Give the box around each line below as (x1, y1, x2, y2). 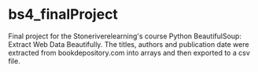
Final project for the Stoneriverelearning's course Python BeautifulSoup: (8, 31, 242, 41)
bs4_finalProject (8, 5, 118, 23)
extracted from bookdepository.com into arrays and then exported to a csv (8, 48, 250, 57)
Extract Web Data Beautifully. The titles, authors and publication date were (8, 39, 249, 49)
